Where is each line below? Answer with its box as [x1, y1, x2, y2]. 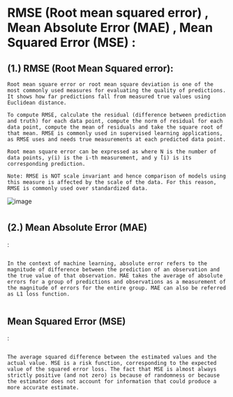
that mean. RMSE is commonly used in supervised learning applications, [7, 130, 223, 137]
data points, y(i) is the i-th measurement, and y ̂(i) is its [7, 154, 192, 161]
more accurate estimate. [7, 384, 80, 391]
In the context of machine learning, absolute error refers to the [7, 260, 208, 267]
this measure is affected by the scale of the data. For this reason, [7, 179, 217, 186]
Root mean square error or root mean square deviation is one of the [7, 81, 214, 88]
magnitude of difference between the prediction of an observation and [7, 266, 220, 273]
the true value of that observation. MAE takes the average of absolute [7, 272, 223, 279]
